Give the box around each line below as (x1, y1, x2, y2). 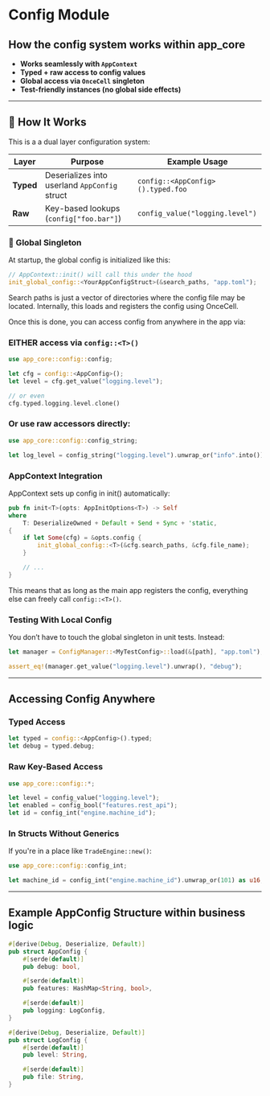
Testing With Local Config (8, 614, 112, 625)
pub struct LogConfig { (8, 1036, 88, 1044)
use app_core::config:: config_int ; (8, 862, 128, 870)
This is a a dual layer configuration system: (8, 137, 150, 146)
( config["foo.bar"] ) (45, 212, 122, 224)
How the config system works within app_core (8, 38, 246, 52)
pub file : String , (22, 1073, 84, 1082)
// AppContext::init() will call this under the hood (8, 271, 193, 279)
